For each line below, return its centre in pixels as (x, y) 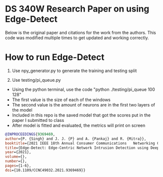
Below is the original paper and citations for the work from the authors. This (81, 32)
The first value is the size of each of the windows (61, 100)
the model (22, 110)
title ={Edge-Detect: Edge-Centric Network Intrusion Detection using (77, 148)
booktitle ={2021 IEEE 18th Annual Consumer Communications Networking (80, 143)
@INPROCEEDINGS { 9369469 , (30, 134)
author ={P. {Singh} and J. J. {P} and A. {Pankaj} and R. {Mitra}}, (76, 139)
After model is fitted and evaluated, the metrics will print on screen (79, 125)
